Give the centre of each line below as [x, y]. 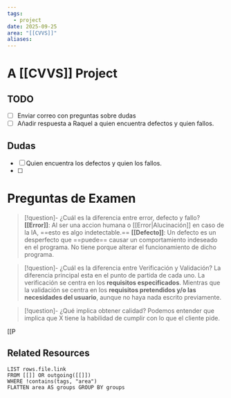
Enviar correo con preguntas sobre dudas [76, 116]
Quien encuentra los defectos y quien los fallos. [94, 163]
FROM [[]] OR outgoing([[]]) [49, 375]
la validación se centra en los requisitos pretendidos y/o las [110, 290]
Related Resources [48, 353]
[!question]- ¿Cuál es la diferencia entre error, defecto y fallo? [112, 218]
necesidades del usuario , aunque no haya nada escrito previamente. [123, 297]
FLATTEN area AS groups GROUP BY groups [66, 387]
